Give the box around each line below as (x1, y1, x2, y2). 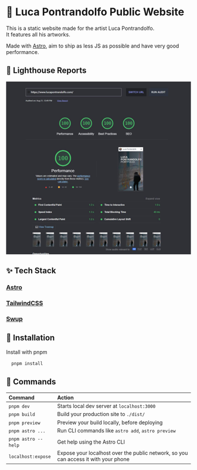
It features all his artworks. (6, 31, 70, 38)
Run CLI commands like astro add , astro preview (57, 427, 176, 434)
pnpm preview (8, 420, 40, 426)
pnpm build (8, 412, 35, 418)
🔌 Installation (6, 333, 55, 343)
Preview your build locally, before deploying (57, 419, 163, 426)
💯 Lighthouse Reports (6, 66, 87, 76)
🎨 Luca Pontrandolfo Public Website (6, 5, 185, 19)
